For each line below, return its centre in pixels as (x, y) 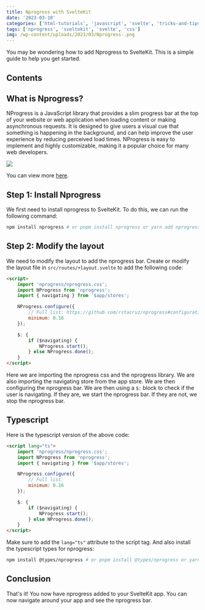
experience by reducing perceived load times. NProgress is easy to (91, 139)
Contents (24, 78)
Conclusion (29, 579)
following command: (32, 216)
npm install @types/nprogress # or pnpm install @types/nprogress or (97, 560)
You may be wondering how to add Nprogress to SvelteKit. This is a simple (100, 52)
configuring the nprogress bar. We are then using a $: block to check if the (100, 388)
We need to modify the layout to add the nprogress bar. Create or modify (98, 261)
